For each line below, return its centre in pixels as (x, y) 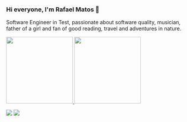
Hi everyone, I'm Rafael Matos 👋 (53, 9)
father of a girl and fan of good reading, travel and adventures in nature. (94, 28)
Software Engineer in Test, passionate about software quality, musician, (93, 23)
